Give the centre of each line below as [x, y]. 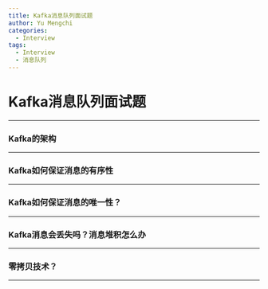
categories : [28, 30]
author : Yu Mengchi [41, 23]
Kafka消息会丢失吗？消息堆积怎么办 [77, 234]
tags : [17, 45]
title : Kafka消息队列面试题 [51, 16]
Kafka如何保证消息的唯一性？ [65, 202]
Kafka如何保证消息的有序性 [61, 170]
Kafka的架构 [32, 139]
